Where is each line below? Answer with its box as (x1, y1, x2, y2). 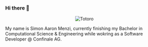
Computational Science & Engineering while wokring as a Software (5, 31, 143, 37)
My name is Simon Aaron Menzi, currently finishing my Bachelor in (5, 25, 143, 31)
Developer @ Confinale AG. (5, 36, 62, 42)
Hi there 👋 (5, 4, 30, 11)
